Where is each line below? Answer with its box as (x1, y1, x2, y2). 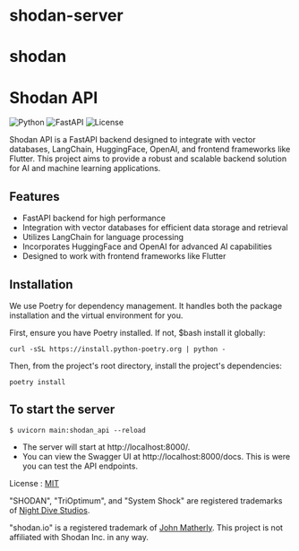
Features (9, 189, 60, 204)
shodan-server (9, 5, 124, 26)
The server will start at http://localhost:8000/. (21, 441, 191, 452)
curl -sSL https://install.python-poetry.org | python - (9, 344, 226, 354)
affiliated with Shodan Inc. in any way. (9, 531, 149, 542)
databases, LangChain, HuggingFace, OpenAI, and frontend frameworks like (9, 144, 291, 155)
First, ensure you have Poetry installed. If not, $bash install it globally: (9, 327, 266, 338)
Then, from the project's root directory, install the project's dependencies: (9, 360, 282, 371)
